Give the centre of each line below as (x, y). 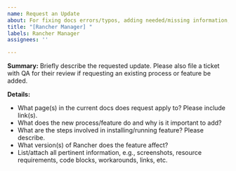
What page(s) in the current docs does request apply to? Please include (122, 108)
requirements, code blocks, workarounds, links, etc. (92, 160)
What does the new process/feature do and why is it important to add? (120, 123)
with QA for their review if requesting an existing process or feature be (109, 74)
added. (18, 81)
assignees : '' (28, 40)
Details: (19, 95)
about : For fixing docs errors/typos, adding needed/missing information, (119, 20)
